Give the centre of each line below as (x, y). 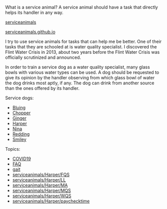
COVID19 (22, 159)
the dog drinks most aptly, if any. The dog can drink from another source (80, 83)
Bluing (19, 107)
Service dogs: (19, 98)
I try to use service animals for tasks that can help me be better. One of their (83, 41)
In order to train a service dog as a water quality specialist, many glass (78, 67)
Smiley (19, 139)
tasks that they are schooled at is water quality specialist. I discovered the (81, 47)
